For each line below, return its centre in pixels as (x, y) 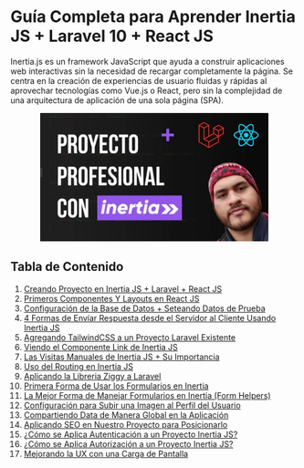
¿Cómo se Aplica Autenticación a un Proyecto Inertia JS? (131, 434)
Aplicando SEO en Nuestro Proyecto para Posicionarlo (126, 424)
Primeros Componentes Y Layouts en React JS (111, 298)
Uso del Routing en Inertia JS (79, 366)
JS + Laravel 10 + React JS (112, 36)
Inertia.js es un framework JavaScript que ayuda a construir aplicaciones (148, 61)
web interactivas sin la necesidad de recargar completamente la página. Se (152, 71)
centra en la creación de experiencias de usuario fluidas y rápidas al (139, 80)
